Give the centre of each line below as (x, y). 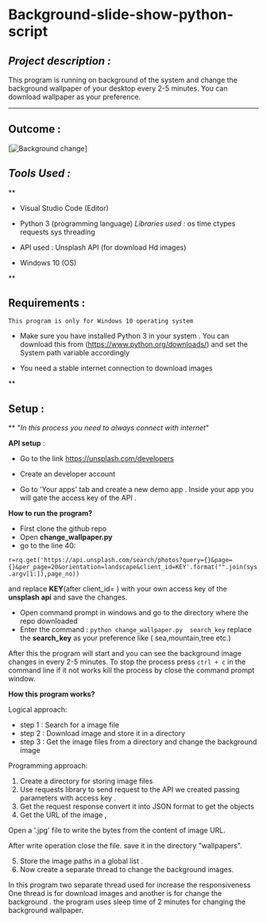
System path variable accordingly (75, 353)
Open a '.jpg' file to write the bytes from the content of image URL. (117, 830)
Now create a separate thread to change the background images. (127, 870)
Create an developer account (68, 474)
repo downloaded (48, 621)
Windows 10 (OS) (48, 262)
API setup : (27, 444)
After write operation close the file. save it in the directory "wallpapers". (125, 846)
